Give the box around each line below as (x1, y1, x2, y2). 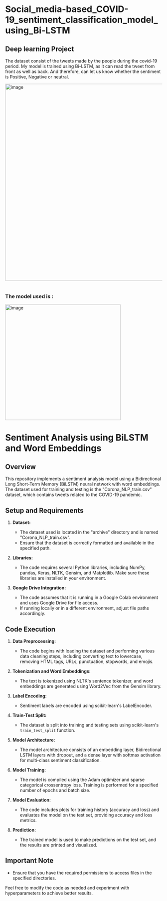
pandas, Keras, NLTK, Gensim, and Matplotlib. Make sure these (19, 570, 150, 576)
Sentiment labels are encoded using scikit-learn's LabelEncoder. (19, 702, 153, 708)
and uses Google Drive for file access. (19, 600, 99, 606)
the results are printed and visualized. (19, 841, 98, 848)
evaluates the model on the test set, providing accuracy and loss (19, 811, 153, 818)
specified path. (19, 545, 51, 551)
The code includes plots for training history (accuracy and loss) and (19, 806, 160, 812)
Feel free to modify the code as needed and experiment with (5, 884, 130, 890)
